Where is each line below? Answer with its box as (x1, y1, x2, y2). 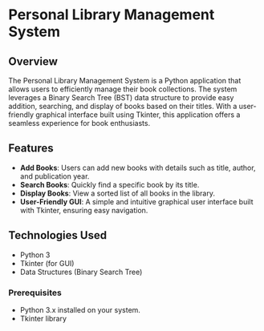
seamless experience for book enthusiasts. (8, 119, 151, 127)
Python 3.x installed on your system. (19, 305, 140, 314)
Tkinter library (19, 313, 67, 323)
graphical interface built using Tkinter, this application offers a (35, 110, 241, 119)
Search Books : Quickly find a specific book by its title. (19, 180, 200, 189)
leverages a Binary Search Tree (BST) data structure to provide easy (8, 93, 234, 102)
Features (8, 142, 54, 155)
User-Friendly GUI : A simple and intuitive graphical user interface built (19, 196, 254, 206)
